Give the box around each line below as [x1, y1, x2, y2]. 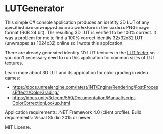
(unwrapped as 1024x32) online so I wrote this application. [5, 40, 124, 46]
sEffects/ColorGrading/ [12, 89, 59, 95]
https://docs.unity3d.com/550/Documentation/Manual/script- [12, 94, 137, 101]
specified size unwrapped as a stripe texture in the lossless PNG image [5, 24, 149, 30]
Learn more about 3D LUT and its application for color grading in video [5, 69, 148, 75]
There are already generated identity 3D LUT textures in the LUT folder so [5, 50, 155, 55]
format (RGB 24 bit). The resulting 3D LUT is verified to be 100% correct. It [5, 29, 156, 35]
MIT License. [5, 124, 31, 130]
